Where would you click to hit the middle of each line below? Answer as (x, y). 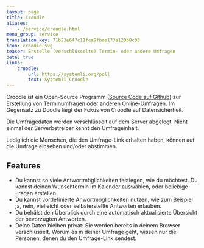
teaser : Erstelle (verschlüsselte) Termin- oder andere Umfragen (91, 52)
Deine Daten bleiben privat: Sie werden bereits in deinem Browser (98, 225)
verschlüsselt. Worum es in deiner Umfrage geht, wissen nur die (96, 232)
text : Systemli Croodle (58, 80)
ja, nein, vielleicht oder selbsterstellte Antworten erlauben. (88, 206)
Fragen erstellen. (36, 193)
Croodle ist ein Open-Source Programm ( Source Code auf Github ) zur (94, 97)
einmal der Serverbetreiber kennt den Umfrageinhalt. (73, 128)
